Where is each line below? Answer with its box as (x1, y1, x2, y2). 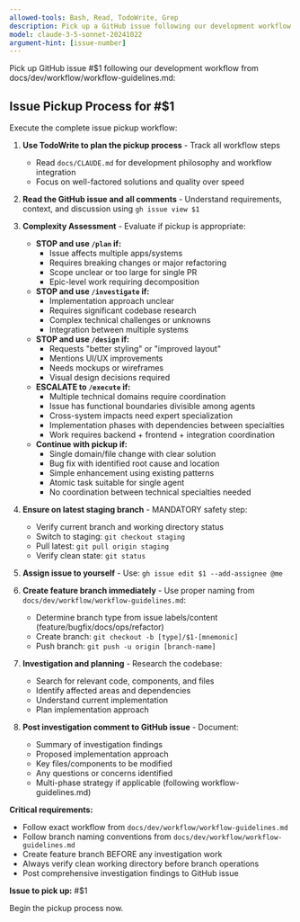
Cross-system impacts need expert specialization (49, 410, 234, 421)
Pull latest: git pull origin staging (35, 541, 169, 551)
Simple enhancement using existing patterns (49, 468, 215, 479)
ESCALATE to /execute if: (35, 381, 131, 392)
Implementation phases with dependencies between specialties (49, 420, 285, 431)
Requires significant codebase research (49, 305, 197, 316)
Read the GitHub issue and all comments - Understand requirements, (22, 194, 282, 205)
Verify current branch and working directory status (35, 522, 225, 533)
